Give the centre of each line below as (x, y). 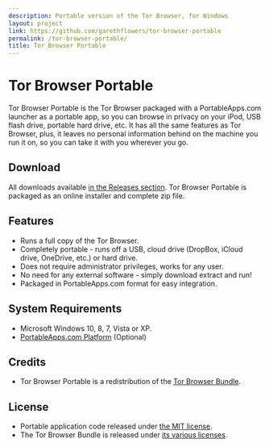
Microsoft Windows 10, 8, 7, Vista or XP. (86, 328)
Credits (27, 362)
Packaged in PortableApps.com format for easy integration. (118, 283)
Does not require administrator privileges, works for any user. (122, 266)
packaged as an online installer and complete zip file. (97, 195)
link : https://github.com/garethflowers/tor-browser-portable (115, 31)
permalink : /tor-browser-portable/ (68, 38)
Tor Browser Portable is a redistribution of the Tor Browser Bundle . (130, 382)
